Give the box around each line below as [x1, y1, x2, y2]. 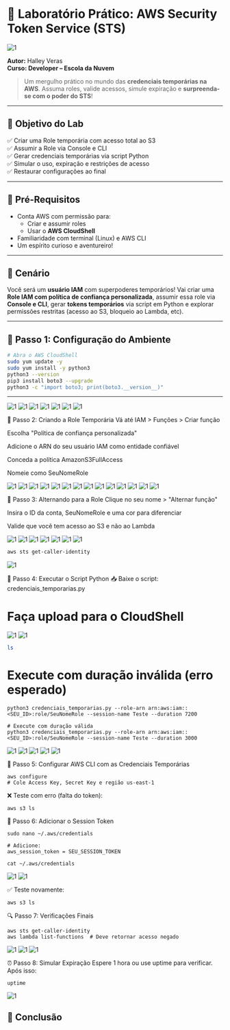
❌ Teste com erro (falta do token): [7, 792, 103, 800]
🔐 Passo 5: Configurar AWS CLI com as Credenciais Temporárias [7, 760, 190, 768]
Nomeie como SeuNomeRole [7, 469, 89, 477]
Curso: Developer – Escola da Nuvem [7, 64, 115, 72]
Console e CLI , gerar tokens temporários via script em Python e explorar [7, 300, 214, 308]
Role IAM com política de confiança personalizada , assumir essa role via [7, 293, 216, 301]
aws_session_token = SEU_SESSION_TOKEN [7, 848, 121, 855]
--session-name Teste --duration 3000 [86, 735, 197, 742]
